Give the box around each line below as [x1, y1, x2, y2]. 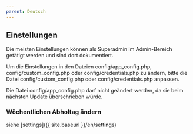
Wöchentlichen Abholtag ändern [6, 108, 102, 116]
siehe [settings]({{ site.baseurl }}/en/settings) [6, 121, 117, 128]
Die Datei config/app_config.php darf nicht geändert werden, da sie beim [6, 87, 184, 94]
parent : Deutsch [6, 8, 46, 15]
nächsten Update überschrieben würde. [6, 93, 103, 100]
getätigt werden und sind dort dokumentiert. [6, 52, 114, 59]
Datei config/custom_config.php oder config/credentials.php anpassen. [6, 75, 179, 83]
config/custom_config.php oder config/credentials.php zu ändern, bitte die [6, 70, 188, 77]
